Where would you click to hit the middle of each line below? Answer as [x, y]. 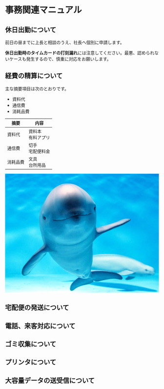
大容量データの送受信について [50, 380]
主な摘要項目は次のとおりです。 [37, 88]
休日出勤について [31, 30]
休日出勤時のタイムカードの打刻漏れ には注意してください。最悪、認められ [80, 53]
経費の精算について [34, 76]
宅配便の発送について [37, 308]
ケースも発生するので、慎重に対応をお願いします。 [60, 59]
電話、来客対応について [40, 326]
